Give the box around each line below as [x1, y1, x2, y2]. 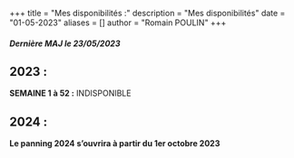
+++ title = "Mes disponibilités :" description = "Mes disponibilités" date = [9, 8, 286, 18]
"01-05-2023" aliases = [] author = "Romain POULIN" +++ [9, 17, 227, 28]
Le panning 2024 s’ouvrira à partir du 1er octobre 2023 [9, 138, 220, 149]
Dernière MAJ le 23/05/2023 [9, 38, 121, 49]
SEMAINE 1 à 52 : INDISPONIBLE [9, 88, 132, 98]
